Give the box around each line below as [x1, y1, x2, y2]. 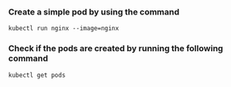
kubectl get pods [8, 71, 66, 79]
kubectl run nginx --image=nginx [8, 25, 119, 33]
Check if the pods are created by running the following [8, 43, 224, 54]
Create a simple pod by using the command [8, 6, 180, 18]
